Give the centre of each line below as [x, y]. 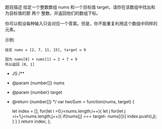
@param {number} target [37, 92]
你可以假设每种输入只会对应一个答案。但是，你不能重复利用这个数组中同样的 [81, 24]
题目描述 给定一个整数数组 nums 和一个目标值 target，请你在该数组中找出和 [80, 7]
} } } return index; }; [31, 121]
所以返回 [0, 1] [20, 64]
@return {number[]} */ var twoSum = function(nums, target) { [73, 102]
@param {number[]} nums [38, 83]
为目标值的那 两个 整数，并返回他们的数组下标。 [53, 13]
